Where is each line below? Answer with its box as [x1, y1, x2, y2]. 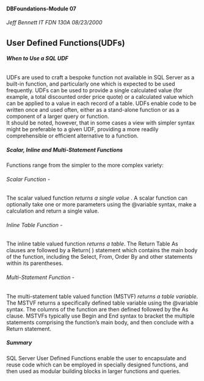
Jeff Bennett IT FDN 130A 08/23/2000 [6, 19, 103, 26]
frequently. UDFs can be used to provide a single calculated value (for [6, 87, 183, 94]
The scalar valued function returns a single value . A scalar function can [6, 194, 188, 201]
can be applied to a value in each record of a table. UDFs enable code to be [6, 100, 197, 107]
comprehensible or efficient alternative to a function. [6, 132, 139, 139]
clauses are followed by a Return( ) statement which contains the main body [6, 247, 198, 254]
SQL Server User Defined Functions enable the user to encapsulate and [6, 354, 186, 361]
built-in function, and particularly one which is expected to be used [6, 80, 175, 87]
